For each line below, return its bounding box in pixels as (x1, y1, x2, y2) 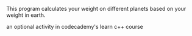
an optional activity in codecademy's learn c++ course (6, 23, 143, 30)
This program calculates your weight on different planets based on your (6, 5, 187, 12)
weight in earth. (6, 11, 46, 19)
